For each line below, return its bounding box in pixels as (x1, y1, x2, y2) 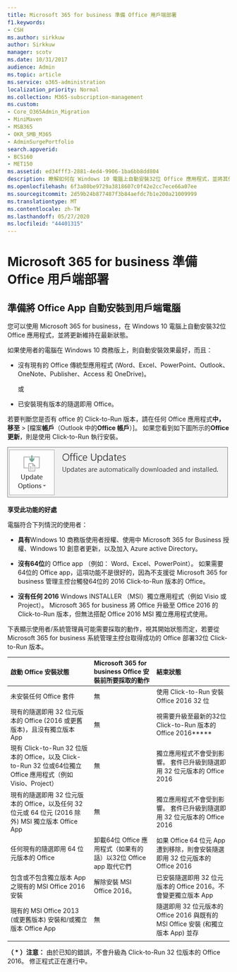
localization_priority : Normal (7, 86, 99, 93)
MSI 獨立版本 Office (20, 817, 78, 826)
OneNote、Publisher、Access (17, 370, 105, 378)
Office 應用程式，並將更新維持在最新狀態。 (7, 331, 133, 340)
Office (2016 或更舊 (24, 717, 83, 725)
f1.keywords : (7, 18, 46, 26)
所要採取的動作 (106, 676, 150, 684)
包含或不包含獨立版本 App (10, 874, 86, 882)
